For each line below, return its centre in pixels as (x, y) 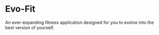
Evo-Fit (20, 9)
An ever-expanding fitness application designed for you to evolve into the (79, 22)
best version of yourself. (30, 27)
